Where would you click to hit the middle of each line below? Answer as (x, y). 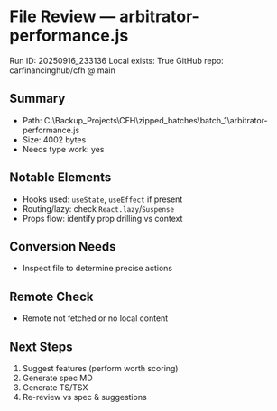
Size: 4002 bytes (54, 139)
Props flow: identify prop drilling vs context (102, 218)
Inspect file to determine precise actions (97, 269)
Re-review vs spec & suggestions (84, 397)
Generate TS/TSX (55, 388)
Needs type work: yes (63, 149)
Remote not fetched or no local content (95, 318)
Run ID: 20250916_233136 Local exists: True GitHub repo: (116, 60)
